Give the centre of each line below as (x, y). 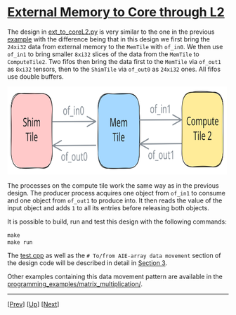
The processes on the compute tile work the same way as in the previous (113, 185)
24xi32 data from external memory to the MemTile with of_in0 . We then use (115, 46)
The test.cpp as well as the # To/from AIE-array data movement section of (114, 255)
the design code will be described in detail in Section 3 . (87, 263)
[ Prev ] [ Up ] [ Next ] (33, 304)
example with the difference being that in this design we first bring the (109, 39)
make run (20, 242)
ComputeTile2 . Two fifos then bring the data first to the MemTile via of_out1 (114, 61)
